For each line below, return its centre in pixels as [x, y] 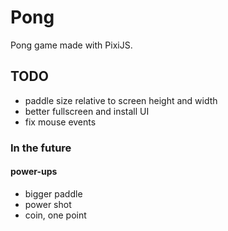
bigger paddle [53, 193]
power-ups [34, 172]
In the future [41, 148]
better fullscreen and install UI [87, 111]
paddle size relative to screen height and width [121, 100]
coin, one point [55, 215]
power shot [48, 204]
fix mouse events [60, 122]
